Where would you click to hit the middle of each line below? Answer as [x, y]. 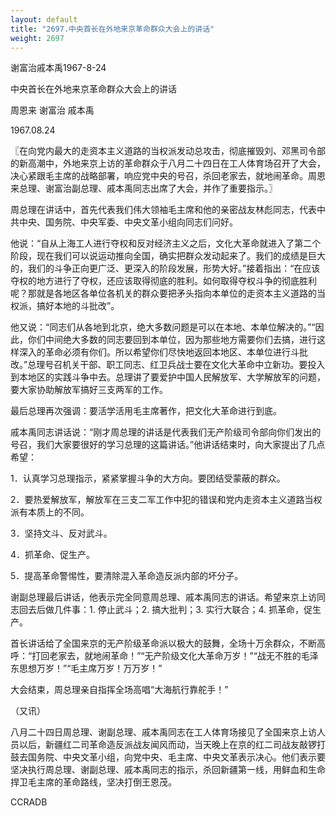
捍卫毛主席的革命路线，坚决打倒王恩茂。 [93, 782]
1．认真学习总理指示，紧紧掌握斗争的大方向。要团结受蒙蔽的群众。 [148, 478]
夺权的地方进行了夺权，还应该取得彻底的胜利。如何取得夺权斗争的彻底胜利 [163, 281]
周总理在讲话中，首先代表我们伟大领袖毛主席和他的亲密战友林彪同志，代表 [163, 210]
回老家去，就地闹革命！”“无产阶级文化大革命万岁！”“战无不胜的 [171, 656]
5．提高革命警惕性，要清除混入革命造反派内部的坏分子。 [127, 576]
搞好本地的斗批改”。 [78, 306]
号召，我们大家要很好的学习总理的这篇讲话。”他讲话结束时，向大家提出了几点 [168, 445]
